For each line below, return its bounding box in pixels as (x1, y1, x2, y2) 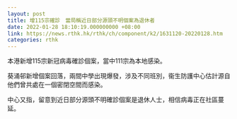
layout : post (7, 10, 46, 18)
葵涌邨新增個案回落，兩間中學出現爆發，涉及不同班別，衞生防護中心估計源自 (7, 72, 231, 80)
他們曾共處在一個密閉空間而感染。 (7, 80, 107, 89)
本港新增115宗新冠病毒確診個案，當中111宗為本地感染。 (7, 57, 166, 65)
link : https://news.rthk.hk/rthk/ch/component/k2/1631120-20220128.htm (7, 30, 223, 37)
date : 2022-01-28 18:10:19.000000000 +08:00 (7, 23, 141, 30)
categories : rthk (7, 37, 59, 44)
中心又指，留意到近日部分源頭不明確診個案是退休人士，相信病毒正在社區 (7, 96, 218, 104)
